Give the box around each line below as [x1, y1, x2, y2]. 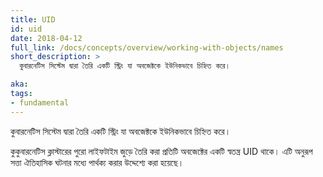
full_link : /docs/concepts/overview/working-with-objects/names [10, 42, 284, 53]
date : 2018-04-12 [10, 33, 83, 43]
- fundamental [10, 97, 70, 108]
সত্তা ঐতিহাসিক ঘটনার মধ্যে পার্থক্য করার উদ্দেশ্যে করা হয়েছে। [10, 156, 185, 168]
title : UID [10, 14, 56, 25]
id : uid [10, 24, 43, 34]
